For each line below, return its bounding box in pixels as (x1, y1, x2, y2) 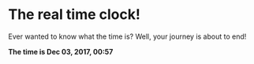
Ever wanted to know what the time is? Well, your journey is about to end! (8, 32, 247, 41)
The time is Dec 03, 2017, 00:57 (8, 47, 114, 56)
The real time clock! (8, 6, 140, 24)
